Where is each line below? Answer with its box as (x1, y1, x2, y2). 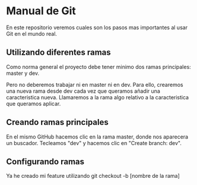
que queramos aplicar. (6, 100, 61, 107)
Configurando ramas (6, 156, 85, 167)
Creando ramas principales (6, 117, 109, 127)
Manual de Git (6, 4, 76, 18)
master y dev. (6, 70, 40, 77)
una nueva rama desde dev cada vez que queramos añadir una (6, 87, 160, 95)
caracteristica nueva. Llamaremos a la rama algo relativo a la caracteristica (6, 93, 189, 101)
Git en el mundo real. (6, 30, 58, 37)
